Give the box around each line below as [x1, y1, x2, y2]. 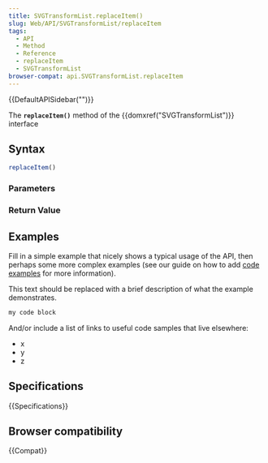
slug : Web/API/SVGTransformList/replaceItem [8, 19, 162, 28]
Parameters [8, 183, 55, 195]
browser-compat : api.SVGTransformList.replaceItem [8, 72, 184, 80]
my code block [8, 308, 57, 316]
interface [8, 118, 39, 128]
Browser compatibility [8, 425, 123, 439]
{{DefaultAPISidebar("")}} [8, 94, 94, 104]
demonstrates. [8, 293, 57, 302]
